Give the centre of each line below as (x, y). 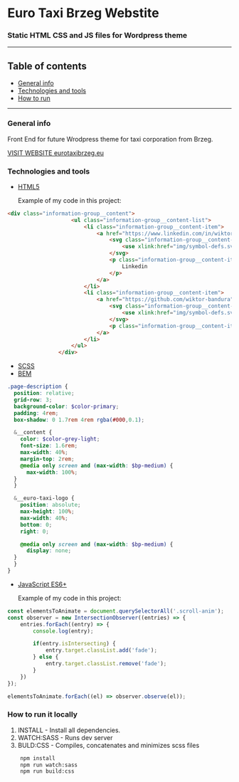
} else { (46, 657)
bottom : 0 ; (36, 524)
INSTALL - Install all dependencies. (69, 730)
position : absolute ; (51, 505)
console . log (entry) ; (63, 631)
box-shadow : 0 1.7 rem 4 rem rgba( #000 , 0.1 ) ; (79, 420)
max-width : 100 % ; (52, 472)
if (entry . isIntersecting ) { (74, 644)
